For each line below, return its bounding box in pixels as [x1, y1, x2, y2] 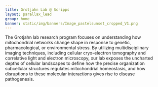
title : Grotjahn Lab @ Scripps [5, 7, 70, 12]
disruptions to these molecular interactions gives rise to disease [5, 71, 135, 77]
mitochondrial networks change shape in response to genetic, [5, 40, 131, 46]
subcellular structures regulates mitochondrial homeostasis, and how [5, 66, 146, 72]
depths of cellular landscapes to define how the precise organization [5, 60, 145, 66]
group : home [5, 16, 30, 21]
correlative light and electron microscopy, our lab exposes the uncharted [5, 55, 153, 61]
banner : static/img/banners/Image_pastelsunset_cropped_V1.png [5, 21, 138, 26]
